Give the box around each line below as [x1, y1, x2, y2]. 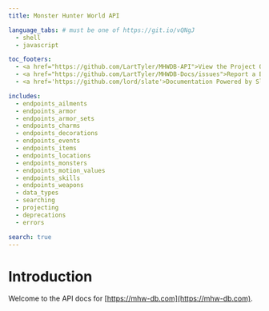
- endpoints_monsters [15, 159, 88, 167]
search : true [8, 233, 52, 241]
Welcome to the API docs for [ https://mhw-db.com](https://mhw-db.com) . [8, 293, 254, 304]
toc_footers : [8, 55, 52, 64]
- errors [15, 218, 45, 226]
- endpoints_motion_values [15, 166, 106, 174]
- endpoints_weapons [15, 181, 84, 189]
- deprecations [15, 211, 66, 219]
